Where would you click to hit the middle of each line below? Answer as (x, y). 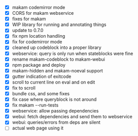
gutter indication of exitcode (42, 76)
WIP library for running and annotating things (59, 24)
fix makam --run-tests (35, 105)
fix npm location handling (39, 36)
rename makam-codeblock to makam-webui (58, 59)
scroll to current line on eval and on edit (54, 82)
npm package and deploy (39, 65)
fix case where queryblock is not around (54, 99)
